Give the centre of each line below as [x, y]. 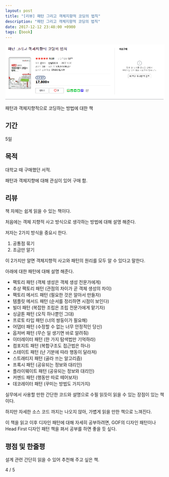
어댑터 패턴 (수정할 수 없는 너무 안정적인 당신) [57, 327]
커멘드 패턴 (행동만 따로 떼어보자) [45, 377]
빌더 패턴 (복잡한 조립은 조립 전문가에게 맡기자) [59, 308]
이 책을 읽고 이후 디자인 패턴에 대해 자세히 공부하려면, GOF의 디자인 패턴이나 [81, 423]
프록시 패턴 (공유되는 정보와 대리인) [47, 365]
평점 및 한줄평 [25, 446]
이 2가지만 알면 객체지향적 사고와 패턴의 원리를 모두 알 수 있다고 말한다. [75, 261]
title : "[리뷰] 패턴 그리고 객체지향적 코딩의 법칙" [53, 16]
